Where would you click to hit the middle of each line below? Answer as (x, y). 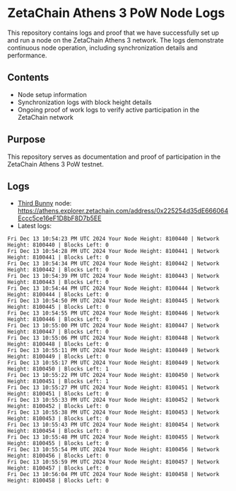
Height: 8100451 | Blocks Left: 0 (58, 394)
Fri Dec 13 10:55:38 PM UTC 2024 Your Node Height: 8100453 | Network (113, 412)
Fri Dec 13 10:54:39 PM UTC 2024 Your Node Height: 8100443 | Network (113, 276)
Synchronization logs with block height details (84, 102)
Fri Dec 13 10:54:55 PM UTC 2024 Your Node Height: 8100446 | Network (113, 313)
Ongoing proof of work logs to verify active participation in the (108, 109)
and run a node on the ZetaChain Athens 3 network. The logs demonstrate (116, 40)
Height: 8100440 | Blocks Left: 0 (58, 245)
